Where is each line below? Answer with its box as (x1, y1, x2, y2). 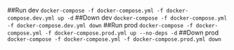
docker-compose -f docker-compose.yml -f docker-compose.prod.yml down (7, 36, 221, 43)
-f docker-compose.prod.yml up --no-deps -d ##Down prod (44, 28, 219, 37)
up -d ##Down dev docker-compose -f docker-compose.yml (57, 13, 227, 22)
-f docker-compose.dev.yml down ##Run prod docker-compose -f (7, 21, 193, 29)
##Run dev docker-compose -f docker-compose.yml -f (7, 6, 164, 14)
